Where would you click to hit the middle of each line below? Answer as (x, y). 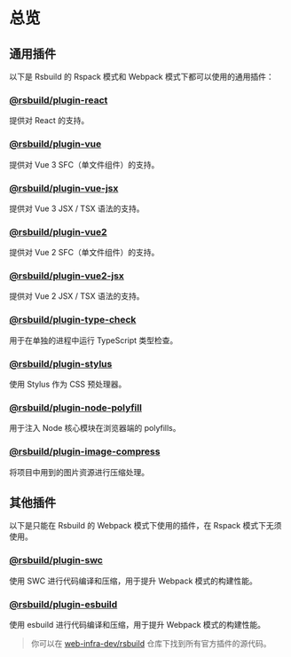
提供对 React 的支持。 (49, 121)
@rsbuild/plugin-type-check (73, 320)
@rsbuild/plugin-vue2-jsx (67, 276)
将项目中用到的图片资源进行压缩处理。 (79, 472)
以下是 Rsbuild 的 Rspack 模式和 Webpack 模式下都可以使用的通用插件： (142, 77)
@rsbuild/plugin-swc (56, 560)
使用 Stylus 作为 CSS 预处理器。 (68, 384)
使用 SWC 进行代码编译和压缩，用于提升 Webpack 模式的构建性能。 (133, 581)
